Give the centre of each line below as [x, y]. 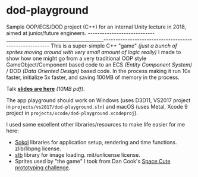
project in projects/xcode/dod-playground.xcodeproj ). [72, 113]
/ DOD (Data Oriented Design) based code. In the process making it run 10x [98, 71]
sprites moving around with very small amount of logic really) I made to [94, 52]
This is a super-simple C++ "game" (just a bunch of [114, 46]
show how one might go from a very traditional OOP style [76, 58]
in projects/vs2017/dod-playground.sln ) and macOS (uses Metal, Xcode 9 [97, 106]
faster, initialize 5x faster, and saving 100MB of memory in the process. [93, 77]
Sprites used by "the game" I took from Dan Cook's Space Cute [92, 161]
